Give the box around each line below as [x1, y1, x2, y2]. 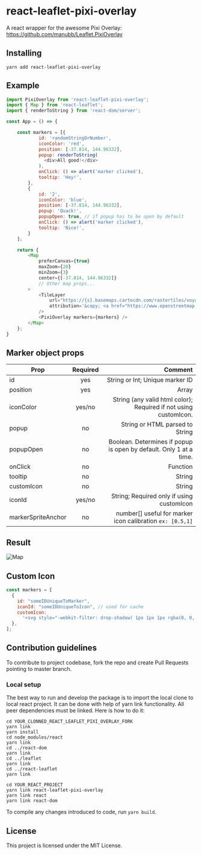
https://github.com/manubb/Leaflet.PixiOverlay [6, 30, 123, 37]
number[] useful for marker [115, 509, 193, 518]
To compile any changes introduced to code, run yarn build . [6, 809, 157, 816]
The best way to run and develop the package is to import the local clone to [6, 694, 194, 701]
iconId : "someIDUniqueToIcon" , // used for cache [17, 603, 144, 610]
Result [6, 537, 31, 547]
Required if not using [134, 403, 193, 412]
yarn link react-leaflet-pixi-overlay [6, 787, 103, 793]
